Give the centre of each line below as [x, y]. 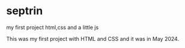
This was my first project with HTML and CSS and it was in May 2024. [92, 39]
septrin [25, 11]
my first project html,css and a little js [53, 27]
